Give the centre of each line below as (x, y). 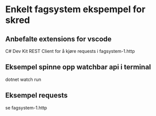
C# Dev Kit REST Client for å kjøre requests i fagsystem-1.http (70, 51)
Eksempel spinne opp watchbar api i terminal (78, 67)
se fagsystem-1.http (26, 107)
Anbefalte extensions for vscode (59, 39)
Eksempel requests (36, 95)
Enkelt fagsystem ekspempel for (75, 9)
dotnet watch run (23, 79)
